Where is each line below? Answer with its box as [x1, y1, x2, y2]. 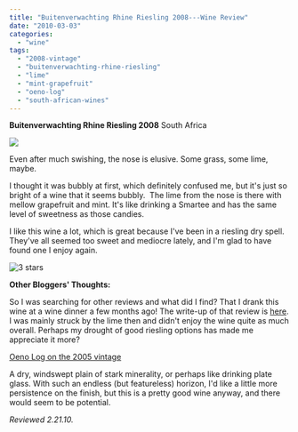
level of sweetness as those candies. [9, 209, 145, 220]
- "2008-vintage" [17, 54, 82, 63]
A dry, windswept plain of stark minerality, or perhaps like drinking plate [9, 369, 273, 380]
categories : [9, 29, 53, 38]
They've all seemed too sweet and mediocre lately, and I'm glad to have [9, 236, 272, 246]
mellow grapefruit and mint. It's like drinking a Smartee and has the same [9, 199, 278, 210]
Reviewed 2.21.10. [9, 414, 74, 425]
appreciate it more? [9, 334, 80, 345]
